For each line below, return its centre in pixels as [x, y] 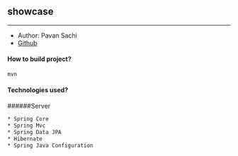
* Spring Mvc [27, 126]
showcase [31, 12]
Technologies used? [38, 90]
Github [27, 43]
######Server [29, 106]
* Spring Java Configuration [50, 145]
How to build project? [40, 59]
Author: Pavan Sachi [47, 35]
